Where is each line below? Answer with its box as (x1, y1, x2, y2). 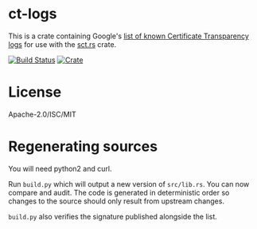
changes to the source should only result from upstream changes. (8, 196, 225, 206)
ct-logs (8, 5, 57, 23)
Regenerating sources (8, 137, 158, 156)
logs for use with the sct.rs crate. (8, 39, 117, 49)
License (8, 83, 62, 101)
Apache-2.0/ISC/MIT (8, 109, 77, 119)
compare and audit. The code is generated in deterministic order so (8, 188, 230, 197)
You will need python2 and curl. (8, 164, 112, 173)
